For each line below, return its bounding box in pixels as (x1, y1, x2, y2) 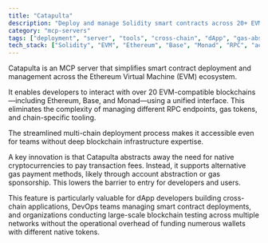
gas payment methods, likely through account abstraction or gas (8, 169, 221, 179)
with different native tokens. (8, 227, 100, 237)
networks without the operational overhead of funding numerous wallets (8, 219, 246, 229)
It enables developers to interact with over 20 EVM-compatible (8, 87, 215, 97)
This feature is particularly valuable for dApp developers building (8, 193, 222, 203)
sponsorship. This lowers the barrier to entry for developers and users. (8, 177, 241, 188)
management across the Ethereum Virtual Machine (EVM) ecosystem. (8, 72, 238, 82)
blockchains (215, 87, 256, 97)
